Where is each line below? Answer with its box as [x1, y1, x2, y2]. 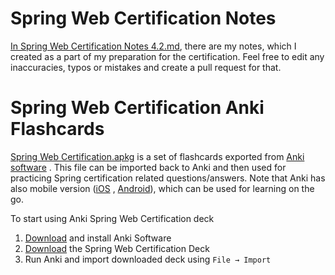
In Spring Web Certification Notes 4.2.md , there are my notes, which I [10, 40, 297, 52]
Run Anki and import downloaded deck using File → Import [24, 253, 272, 265]
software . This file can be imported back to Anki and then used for [10, 161, 287, 173]
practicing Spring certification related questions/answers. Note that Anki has [10, 172, 326, 184]
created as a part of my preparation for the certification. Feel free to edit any [10, 50, 325, 62]
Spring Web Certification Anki [10, 97, 265, 119]
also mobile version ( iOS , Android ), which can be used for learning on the [10, 182, 315, 194]
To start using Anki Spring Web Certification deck [10, 212, 215, 224]
